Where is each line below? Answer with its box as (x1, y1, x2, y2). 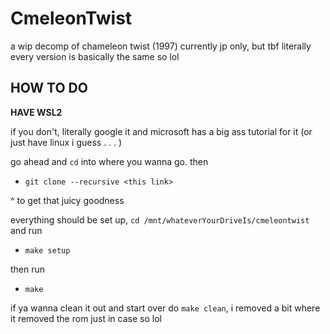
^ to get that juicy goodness (10, 194, 125, 206)
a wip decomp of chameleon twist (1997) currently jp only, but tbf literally (10, 40, 312, 52)
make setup (24, 245, 71, 256)
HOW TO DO (10, 80, 88, 97)
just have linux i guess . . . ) (10, 136, 123, 148)
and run (10, 224, 43, 236)
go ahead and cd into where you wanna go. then (10, 155, 209, 167)
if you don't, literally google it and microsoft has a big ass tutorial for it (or (10, 125, 313, 137)
